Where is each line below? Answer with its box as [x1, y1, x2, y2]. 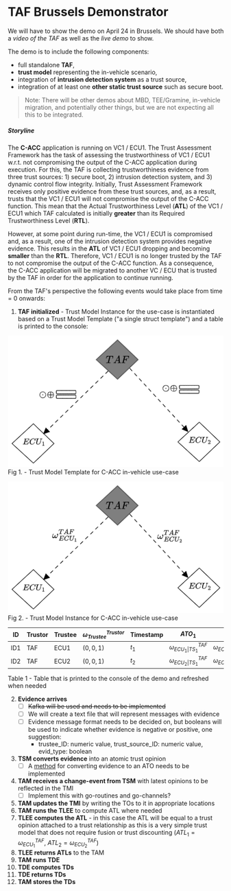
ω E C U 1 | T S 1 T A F [169, 642, 208, 654]
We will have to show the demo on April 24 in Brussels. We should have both [8, 27, 224, 35]
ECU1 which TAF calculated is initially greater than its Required [8, 209, 185, 217]
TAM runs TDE [17, 855, 60, 864]
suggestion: [27, 732, 62, 741]
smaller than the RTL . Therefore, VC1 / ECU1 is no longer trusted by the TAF [8, 251, 222, 259]
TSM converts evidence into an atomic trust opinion [17, 754, 167, 763]
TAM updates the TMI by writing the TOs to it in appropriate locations [17, 799, 215, 807]
